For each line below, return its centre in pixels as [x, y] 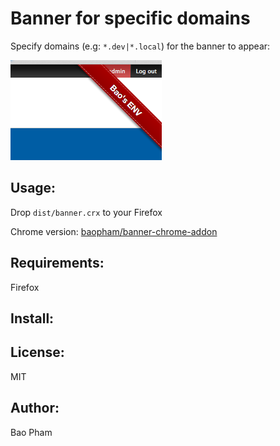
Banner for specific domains [130, 18]
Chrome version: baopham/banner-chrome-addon [114, 231]
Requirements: [57, 263]
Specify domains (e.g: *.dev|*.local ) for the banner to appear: [140, 46]
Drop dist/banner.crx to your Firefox [86, 212]
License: [37, 352]
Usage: [33, 188]
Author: [35, 408]
